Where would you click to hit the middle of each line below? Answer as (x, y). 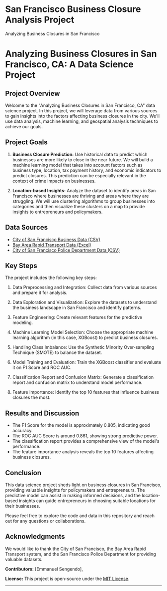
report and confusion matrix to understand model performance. (77, 382)
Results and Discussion (42, 413)
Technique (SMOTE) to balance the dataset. (57, 352)
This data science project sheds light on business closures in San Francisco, (83, 485)
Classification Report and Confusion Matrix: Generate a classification (83, 377)
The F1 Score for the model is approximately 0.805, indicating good (81, 425)
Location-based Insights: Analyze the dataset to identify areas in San (84, 190)
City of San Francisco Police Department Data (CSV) (66, 250)
